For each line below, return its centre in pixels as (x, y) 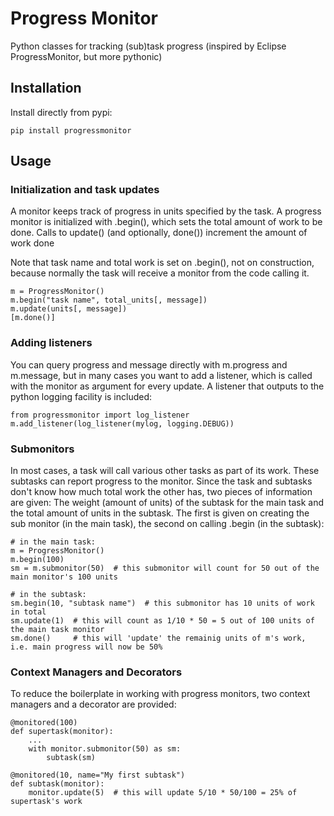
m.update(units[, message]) (69, 309)
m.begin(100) (37, 560)
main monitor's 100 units (64, 577)
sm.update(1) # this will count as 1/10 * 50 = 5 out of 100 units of (162, 621)
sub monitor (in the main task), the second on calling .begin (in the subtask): (167, 524)
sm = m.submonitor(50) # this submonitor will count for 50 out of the (165, 568)
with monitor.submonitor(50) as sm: (105, 749)
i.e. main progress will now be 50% (86, 647)
